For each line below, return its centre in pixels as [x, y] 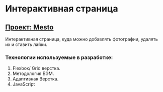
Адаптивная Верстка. [35, 79]
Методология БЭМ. [33, 73]
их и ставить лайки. [26, 44]
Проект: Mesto [29, 27]
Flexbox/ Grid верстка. [36, 68]
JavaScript [24, 84]
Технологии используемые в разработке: [59, 57]
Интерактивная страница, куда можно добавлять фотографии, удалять [82, 39]
